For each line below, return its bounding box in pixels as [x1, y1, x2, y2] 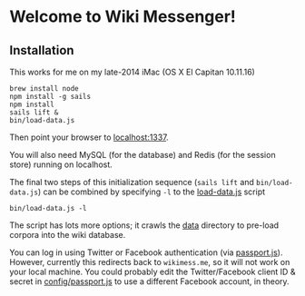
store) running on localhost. [9, 159, 113, 170]
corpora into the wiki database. [9, 230, 126, 240]
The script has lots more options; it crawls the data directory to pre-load [9, 220, 280, 231]
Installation [9, 43, 74, 58]
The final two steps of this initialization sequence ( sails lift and [9, 177, 254, 187]
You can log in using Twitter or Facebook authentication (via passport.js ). [9, 247, 283, 258]
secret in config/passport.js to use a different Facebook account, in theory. [9, 276, 290, 287]
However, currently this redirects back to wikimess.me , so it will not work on [9, 257, 290, 267]
